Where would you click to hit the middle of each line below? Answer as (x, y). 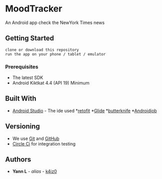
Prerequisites (22, 66)
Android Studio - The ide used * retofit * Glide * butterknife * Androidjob (84, 110)
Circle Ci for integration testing (44, 143)
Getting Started (30, 38)
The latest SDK (28, 77)
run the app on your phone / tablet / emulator (56, 54)
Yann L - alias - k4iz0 (35, 171)
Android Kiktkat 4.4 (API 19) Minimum (51, 83)
